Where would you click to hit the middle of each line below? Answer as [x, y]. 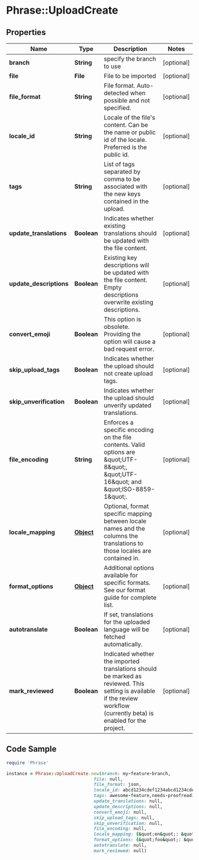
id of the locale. [125, 140]
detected [116, 93]
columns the [121, 536]
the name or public [129, 132]
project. [114, 728]
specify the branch [130, 59]
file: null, [108, 779]
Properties [26, 32]
